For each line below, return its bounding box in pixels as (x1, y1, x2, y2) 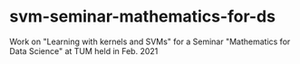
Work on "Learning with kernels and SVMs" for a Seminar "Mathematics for (9, 36, 291, 47)
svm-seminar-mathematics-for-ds (9, 6, 276, 27)
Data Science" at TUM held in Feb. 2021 (9, 45, 159, 56)
